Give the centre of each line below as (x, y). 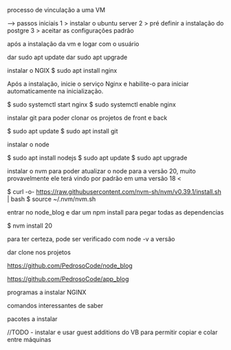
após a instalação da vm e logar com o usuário (73, 44)
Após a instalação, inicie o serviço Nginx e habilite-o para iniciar (98, 84)
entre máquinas (29, 339)
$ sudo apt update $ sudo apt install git (63, 131)
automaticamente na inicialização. (55, 91)
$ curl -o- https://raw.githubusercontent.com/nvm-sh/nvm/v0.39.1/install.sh (114, 192)
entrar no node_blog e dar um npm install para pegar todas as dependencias (115, 212)
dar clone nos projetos (39, 252)
